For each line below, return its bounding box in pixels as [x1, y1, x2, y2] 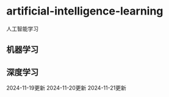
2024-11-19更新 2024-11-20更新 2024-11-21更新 [6, 84, 126, 92]
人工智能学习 [6, 25, 38, 32]
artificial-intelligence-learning [6, 4, 164, 18]
